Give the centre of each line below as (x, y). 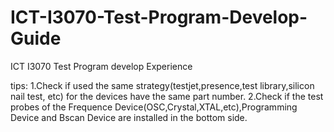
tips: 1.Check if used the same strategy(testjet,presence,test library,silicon (162, 85)
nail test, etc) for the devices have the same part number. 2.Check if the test (167, 96)
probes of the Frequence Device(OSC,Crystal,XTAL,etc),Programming (154, 107)
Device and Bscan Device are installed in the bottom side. (129, 117)
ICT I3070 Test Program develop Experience (101, 66)
